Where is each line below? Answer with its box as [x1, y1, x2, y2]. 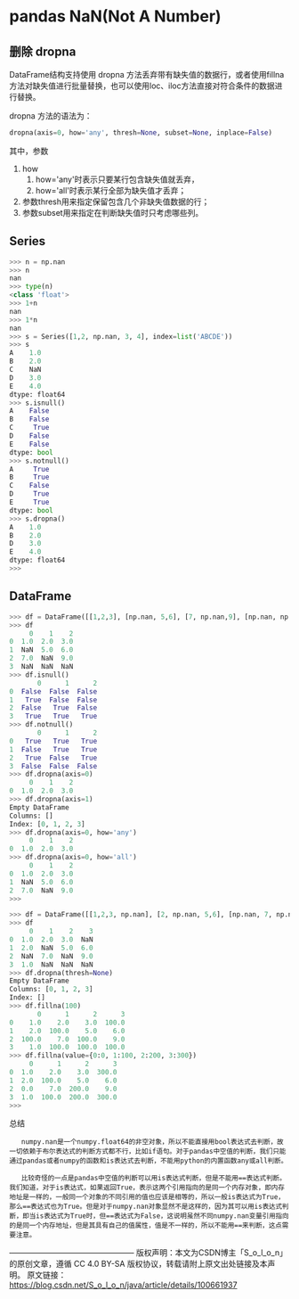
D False [9, 432, 50, 440]
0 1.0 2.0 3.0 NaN [9, 935, 93, 944]
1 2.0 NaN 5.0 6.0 [9, 943, 93, 952]
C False [9, 481, 50, 490]
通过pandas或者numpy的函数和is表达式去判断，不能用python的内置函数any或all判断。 [9, 1156, 288, 1165]
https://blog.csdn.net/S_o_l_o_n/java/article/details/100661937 [9, 1279, 238, 1290]
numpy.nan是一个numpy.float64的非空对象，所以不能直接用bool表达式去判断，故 [20, 1138, 284, 1147]
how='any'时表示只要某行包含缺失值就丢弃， [35, 174, 199, 185]
